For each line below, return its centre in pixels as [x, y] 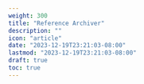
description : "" [35, 30]
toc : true [25, 68]
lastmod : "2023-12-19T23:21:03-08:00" [72, 53]
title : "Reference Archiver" [56, 23]
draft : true [28, 61]
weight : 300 [28, 16]
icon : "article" [35, 38]
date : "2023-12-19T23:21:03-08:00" [67, 46]
